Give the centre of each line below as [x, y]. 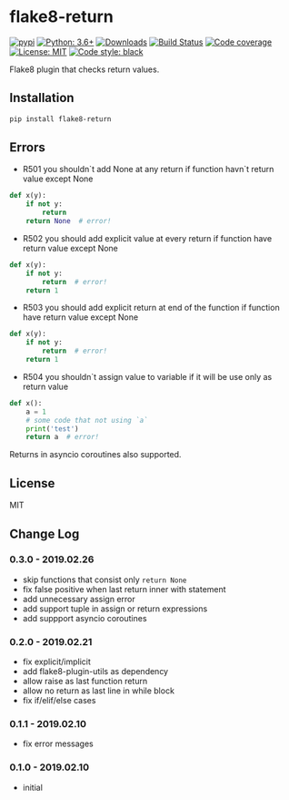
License [32, 483]
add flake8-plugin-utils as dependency [95, 672]
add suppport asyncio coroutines [85, 618]
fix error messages [58, 744]
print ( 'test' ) [52, 429]
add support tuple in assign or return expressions [115, 609]
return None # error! [69, 221]
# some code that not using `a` [87, 420]
